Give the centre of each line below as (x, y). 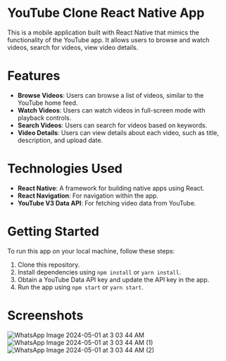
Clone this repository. (49, 265)
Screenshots (45, 315)
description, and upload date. (60, 140)
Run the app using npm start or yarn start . (80, 287)
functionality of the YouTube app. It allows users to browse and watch (108, 39)
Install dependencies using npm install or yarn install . (99, 272)
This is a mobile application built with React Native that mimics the (103, 32)
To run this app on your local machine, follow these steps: (91, 251)
